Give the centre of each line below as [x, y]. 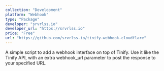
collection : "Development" [34, 10]
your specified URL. [26, 63]
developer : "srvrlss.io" [31, 24]
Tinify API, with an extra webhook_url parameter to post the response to [80, 57]
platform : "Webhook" [27, 15]
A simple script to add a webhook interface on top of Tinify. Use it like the [82, 52]
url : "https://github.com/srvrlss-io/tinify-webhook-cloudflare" [76, 38]
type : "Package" [22, 19]
